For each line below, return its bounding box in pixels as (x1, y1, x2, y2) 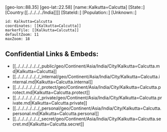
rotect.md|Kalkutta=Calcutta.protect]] (12, 89, 90, 95)
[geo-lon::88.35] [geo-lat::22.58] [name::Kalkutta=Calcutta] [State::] (5, 4, 145, 10)
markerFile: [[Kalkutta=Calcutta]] (5, 28, 79, 33)
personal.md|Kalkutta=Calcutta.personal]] (12, 110, 99, 116)
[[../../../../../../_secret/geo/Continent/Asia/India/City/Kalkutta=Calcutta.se (12, 116, 161, 122)
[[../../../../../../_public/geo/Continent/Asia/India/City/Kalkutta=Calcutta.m (12, 63, 161, 69)
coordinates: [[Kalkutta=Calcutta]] (5, 23, 81, 28)
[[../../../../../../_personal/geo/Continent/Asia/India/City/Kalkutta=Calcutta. (12, 105, 162, 111)
